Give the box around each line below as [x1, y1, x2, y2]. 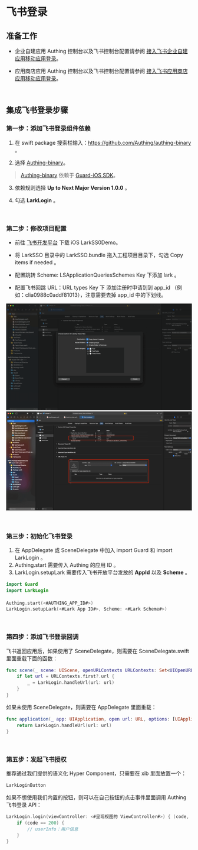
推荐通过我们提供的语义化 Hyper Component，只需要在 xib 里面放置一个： [6, 770, 187, 777]
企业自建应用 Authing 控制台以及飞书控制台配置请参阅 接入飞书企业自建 [14, 48, 188, 54]
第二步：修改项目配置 [6, 224, 67, 232]
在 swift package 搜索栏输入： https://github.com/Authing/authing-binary [14, 139, 192, 146]
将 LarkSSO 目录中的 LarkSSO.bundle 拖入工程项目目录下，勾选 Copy [14, 251, 184, 258]
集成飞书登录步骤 [6, 105, 68, 115]
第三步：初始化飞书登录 [6, 532, 72, 540]
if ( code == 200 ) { [16, 820, 65, 826]
